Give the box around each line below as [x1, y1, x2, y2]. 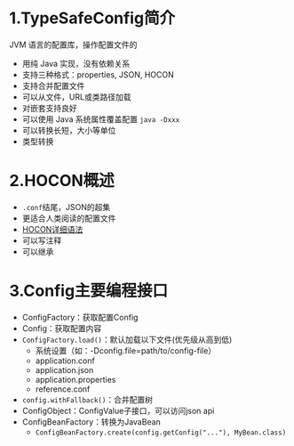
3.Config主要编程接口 [9, 281, 169, 301]
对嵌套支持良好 [21, 102, 77, 113]
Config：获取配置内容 [21, 322, 102, 334]
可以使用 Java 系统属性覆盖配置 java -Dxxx [21, 113, 180, 125]
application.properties [35, 374, 116, 385]
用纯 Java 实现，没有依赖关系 [21, 58, 131, 69]
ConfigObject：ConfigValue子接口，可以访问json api [21, 405, 215, 416]
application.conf [35, 355, 95, 366]
